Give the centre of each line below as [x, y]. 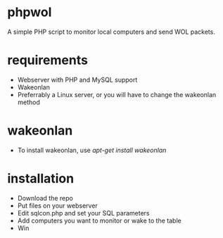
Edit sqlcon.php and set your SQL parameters [83, 213]
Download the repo [45, 198]
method [29, 102]
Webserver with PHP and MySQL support [77, 80]
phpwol [30, 12]
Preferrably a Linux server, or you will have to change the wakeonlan [117, 94]
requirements [47, 60]
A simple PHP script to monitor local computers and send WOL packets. [111, 32]
